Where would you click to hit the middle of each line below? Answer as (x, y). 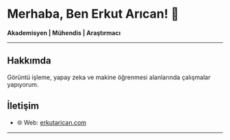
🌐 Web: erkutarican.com (52, 122)
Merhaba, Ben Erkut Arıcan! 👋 (93, 14)
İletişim (23, 106)
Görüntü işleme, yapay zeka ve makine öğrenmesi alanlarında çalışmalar (109, 77)
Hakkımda (29, 61)
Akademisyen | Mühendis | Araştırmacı (64, 33)
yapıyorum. (23, 84)
